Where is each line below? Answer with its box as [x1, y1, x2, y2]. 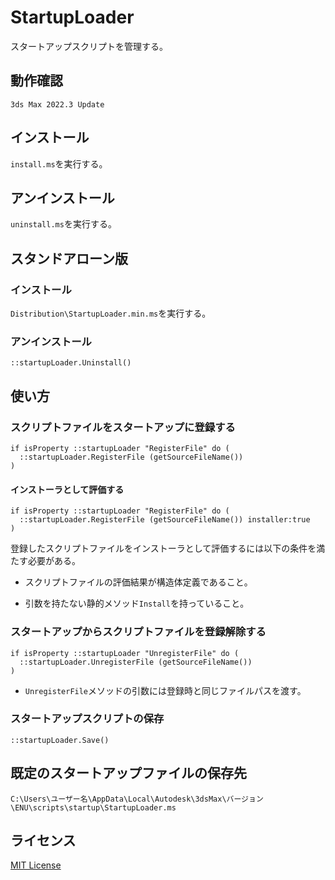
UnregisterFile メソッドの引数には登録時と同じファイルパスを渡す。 [24, 684, 307, 696]
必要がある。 [27, 555, 81, 567]
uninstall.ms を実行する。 [10, 218, 117, 230]
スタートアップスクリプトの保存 [10, 712, 165, 726]
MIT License [10, 859, 62, 871]
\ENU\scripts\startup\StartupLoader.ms [10, 802, 177, 813]
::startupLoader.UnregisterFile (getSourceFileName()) [19, 657, 253, 667]
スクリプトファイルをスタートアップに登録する [10, 420, 236, 434]
